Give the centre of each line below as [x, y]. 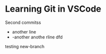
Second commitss [23, 22]
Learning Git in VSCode [53, 9]
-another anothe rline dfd [37, 37]
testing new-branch [25, 46]
